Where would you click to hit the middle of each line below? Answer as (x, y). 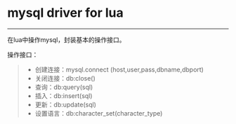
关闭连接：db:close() (65, 78)
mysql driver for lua (66, 13)
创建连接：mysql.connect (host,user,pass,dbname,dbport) (119, 69)
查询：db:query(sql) (64, 87)
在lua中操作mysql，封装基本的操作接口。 (66, 39)
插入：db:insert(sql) (64, 95)
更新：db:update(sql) (66, 104)
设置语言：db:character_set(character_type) (99, 113)
